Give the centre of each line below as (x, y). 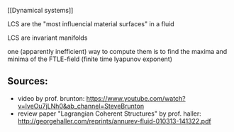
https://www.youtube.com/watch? (136, 98)
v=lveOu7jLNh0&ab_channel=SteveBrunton (80, 106)
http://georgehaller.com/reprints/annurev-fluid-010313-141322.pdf (114, 121)
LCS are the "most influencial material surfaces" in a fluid (91, 24)
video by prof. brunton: (51, 98)
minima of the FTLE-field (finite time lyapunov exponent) (90, 59)
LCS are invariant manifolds (48, 38)
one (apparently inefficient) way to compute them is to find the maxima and (117, 51)
